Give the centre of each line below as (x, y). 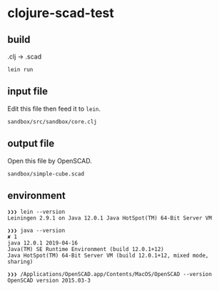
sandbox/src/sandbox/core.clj (52, 122)
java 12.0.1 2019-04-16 (43, 243)
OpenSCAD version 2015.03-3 (49, 281)
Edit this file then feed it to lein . (54, 108)
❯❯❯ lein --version (36, 212)
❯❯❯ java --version (36, 231)
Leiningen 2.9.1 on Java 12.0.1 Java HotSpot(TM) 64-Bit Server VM (110, 218)
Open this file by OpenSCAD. (50, 160)
